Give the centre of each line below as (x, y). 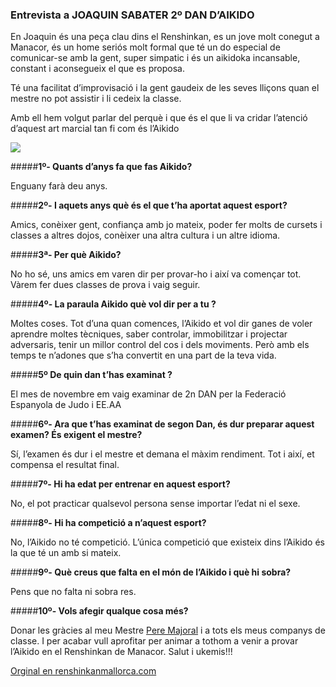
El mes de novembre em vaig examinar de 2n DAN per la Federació (148, 394)
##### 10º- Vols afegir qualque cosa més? (99, 611)
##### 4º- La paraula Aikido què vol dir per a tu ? (113, 304)
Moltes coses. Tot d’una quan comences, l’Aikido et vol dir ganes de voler (161, 324)
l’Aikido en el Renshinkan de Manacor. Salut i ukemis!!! (121, 652)
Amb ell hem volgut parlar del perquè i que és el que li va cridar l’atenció (159, 118)
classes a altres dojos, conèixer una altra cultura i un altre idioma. (145, 235)
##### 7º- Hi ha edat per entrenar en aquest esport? (120, 484)
